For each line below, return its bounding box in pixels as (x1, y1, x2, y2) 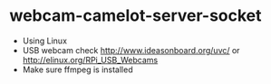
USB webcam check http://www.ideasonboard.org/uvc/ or (22, 44, 240, 55)
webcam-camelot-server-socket (9, 5, 262, 26)
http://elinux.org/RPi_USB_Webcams (22, 54, 159, 65)
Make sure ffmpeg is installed (22, 64, 133, 75)
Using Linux (22, 35, 68, 46)
